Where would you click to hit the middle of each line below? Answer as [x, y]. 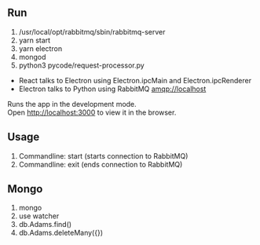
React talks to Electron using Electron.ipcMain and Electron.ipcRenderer [135, 80]
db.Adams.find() [45, 225]
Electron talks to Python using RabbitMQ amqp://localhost [112, 89]
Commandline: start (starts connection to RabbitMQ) [103, 155]
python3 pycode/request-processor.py [81, 65]
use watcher [39, 216]
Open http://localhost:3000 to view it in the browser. [92, 112]
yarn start [35, 40]
